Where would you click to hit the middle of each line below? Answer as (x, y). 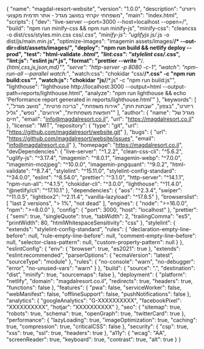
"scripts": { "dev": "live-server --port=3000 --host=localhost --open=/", (97, 22)
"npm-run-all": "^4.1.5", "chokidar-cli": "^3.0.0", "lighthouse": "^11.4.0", (95, 184)
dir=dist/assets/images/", (40, 48)
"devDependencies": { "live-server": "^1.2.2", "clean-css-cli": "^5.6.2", (95, 151)
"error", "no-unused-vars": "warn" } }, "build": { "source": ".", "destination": (101, 268)
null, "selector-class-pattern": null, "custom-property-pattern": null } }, (95, 242)
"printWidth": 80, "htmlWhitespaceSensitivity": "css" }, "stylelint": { (91, 223)
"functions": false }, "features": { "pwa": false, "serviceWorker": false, (94, 287)
